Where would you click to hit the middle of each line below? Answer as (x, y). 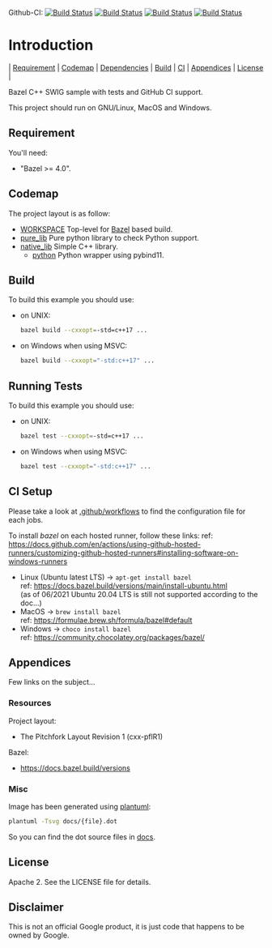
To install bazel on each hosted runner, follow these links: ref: (110, 536)
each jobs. (26, 519)
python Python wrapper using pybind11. (98, 254)
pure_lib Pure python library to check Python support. (110, 237)
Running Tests (45, 386)
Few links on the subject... (52, 682)
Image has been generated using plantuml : (80, 806)
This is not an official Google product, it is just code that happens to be (126, 927)
